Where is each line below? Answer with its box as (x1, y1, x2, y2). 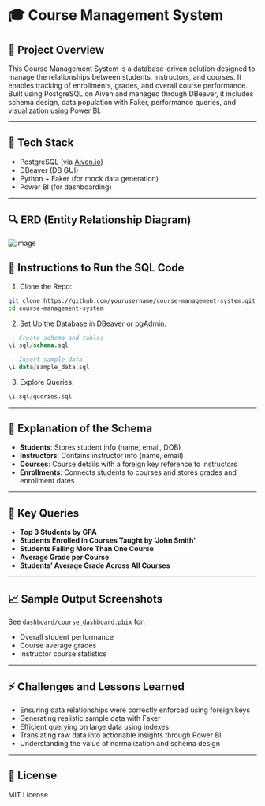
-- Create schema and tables (8, 334, 104, 342)
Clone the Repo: (19, 282, 73, 292)
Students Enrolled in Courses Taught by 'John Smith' (19, 535, 196, 545)
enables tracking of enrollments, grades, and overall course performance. (8, 80, 248, 90)
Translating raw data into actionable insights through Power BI (19, 730, 222, 740)
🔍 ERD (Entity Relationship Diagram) (8, 214, 192, 227)
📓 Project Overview (8, 43, 105, 56)
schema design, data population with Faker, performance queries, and (8, 98, 237, 106)
